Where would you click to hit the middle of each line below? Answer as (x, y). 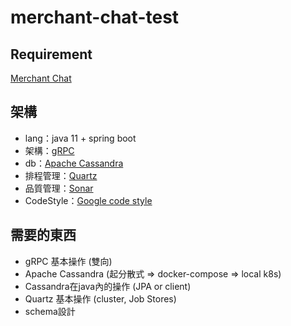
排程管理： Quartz (61, 175)
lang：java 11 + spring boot (80, 138)
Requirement (51, 54)
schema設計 (50, 311)
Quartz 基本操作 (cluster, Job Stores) (100, 298)
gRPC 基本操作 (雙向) (68, 261)
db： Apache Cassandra (74, 163)
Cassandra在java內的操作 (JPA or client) (108, 286)
